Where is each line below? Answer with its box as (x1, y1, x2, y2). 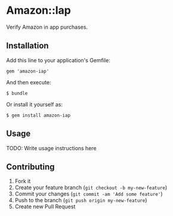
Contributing (6, 162, 55, 172)
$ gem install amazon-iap (6, 112, 70, 118)
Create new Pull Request (14, 203, 76, 210)
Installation (6, 41, 49, 51)
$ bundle (6, 90, 28, 96)
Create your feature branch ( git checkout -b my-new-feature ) (14, 184, 168, 191)
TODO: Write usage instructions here (6, 144, 97, 151)
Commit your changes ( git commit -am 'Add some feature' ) (14, 190, 163, 197)
